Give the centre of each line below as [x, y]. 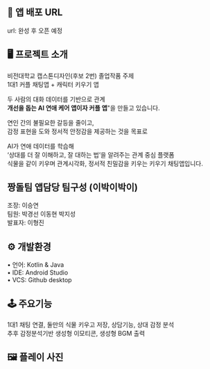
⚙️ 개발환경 [29, 246]
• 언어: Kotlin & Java [36, 265]
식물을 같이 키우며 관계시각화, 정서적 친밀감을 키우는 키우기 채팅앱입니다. [105, 163]
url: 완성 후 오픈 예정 [35, 31]
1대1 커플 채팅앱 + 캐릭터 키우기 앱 [53, 84]
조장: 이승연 [23, 205]
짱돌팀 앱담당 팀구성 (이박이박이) [73, 187]
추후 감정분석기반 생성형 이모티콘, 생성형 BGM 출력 [76, 334]
